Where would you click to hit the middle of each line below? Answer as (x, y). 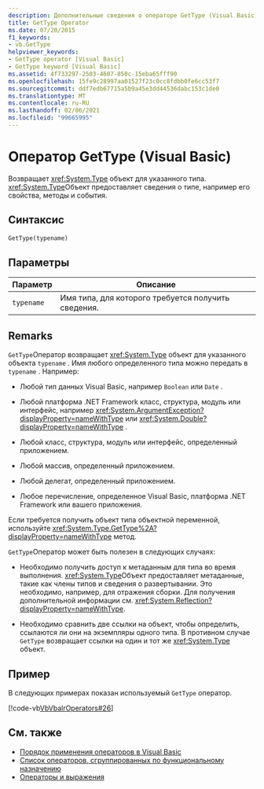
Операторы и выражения (62, 776)
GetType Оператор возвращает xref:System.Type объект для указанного (127, 355)
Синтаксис (36, 220)
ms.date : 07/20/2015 (42, 30)
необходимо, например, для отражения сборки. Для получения (127, 592)
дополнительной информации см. (76, 601)
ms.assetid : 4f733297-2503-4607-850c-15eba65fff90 (93, 74)
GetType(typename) (38, 238)
